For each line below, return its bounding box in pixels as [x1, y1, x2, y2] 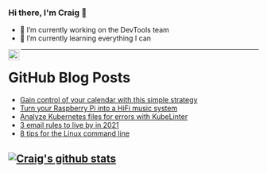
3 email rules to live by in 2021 [19, 121, 119, 130]
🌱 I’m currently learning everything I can [19, 33, 152, 43]
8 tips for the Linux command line [19, 129, 130, 138]
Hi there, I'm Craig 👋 [8, 7, 87, 18]
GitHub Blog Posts [8, 69, 131, 86]
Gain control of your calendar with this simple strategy [19, 95, 198, 105]
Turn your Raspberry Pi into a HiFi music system [19, 103, 178, 113]
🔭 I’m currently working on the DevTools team [19, 25, 169, 35]
